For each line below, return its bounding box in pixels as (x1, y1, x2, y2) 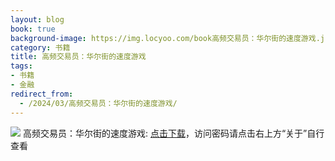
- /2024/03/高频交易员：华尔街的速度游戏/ (19, 98, 178, 108)
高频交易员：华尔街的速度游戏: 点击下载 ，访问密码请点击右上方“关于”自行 (22, 127, 325, 139)
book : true (10, 24, 56, 34)
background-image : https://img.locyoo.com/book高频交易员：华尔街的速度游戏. (10, 33, 321, 43)
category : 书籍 (10, 42, 71, 53)
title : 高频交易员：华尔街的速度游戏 (10, 52, 147, 62)
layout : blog (10, 14, 65, 25)
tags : (10, 61, 33, 71)
